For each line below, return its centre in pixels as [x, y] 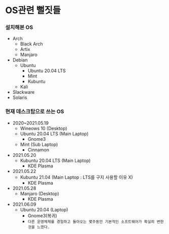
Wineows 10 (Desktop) [44, 128]
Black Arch [31, 44]
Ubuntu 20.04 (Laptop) [44, 209]
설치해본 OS [19, 27]
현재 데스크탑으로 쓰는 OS [35, 111]
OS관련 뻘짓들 [33, 10]
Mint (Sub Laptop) [39, 144]
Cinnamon [38, 150]
